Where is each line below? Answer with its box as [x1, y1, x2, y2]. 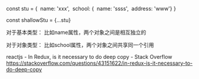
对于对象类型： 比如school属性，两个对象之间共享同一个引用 [6, 42, 154, 48]
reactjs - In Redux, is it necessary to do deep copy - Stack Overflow [6, 53, 172, 60]
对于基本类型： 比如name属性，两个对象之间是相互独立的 [6, 29, 147, 36]
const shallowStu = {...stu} [6, 17, 71, 23]
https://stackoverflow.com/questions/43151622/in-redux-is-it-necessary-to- [6, 59, 193, 67]
